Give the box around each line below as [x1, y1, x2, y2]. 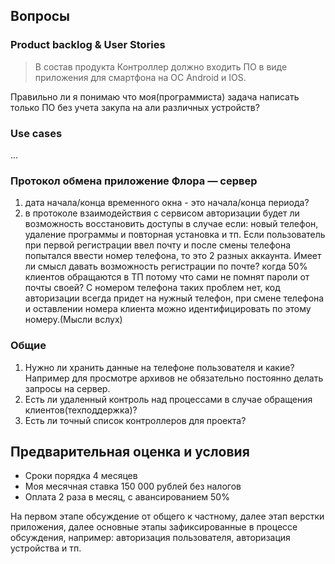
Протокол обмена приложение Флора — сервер [10, 174, 258, 188]
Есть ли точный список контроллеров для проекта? [24, 414, 247, 426]
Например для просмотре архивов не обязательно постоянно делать [24, 372, 324, 384]
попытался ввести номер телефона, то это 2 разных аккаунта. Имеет [24, 250, 322, 262]
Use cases [10, 126, 63, 140]
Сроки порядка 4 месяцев [24, 470, 138, 482]
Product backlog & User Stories [10, 38, 166, 52]
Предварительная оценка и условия [10, 443, 250, 460]
